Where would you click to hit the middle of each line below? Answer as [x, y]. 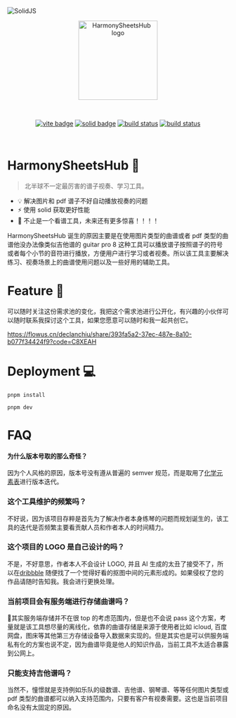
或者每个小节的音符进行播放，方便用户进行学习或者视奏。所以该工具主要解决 [118, 253]
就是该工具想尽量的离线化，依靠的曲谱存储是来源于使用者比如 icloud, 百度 [120, 627]
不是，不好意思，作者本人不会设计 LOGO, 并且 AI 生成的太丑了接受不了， [112, 564]
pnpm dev [20, 407]
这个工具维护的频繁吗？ [47, 502]
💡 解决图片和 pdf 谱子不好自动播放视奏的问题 [83, 201]
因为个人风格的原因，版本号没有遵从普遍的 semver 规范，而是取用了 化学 [112, 473]
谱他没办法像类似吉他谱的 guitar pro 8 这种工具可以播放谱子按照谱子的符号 [115, 244]
